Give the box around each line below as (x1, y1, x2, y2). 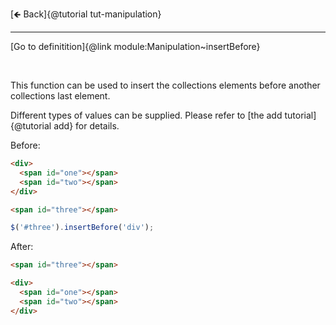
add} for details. (53, 120, 120, 132)
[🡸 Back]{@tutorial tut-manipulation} (10, 8, 162, 20)
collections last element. (10, 90, 111, 102)
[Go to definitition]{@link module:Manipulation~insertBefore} (10, 41, 261, 52)
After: (10, 241, 34, 253)
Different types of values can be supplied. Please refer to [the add (10, 109, 283, 121)
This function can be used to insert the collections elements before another (10, 79, 321, 91)
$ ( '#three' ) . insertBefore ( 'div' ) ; (10, 223, 155, 233)
